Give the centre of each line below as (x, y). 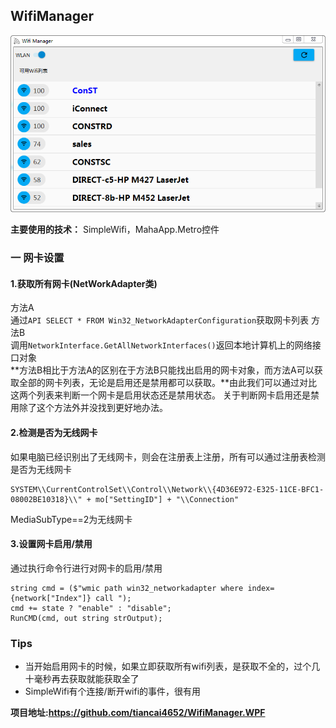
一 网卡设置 (37, 258)
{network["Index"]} (51, 598)
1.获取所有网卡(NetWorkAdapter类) (84, 283)
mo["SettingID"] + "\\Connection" (167, 499)
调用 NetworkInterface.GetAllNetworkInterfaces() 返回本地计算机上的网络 (161, 345)
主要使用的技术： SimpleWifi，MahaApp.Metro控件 (115, 230)
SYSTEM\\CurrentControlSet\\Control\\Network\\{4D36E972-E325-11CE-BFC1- (167, 489)
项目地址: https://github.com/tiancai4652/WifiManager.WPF (138, 713)
